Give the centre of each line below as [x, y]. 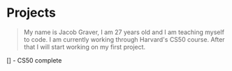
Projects [31, 13]
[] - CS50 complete [34, 60]
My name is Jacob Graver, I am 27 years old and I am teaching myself [124, 32]
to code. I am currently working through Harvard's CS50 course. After [124, 39]
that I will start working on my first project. [85, 47]
